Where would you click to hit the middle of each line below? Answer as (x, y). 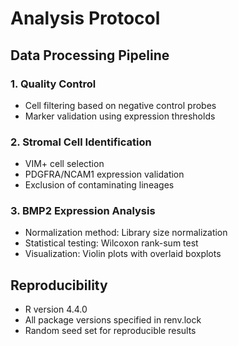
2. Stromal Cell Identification (81, 142)
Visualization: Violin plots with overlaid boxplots (123, 254)
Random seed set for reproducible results (110, 331)
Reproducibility (59, 285)
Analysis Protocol (85, 18)
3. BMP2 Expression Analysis (83, 211)
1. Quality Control (53, 84)
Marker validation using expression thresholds (120, 116)
